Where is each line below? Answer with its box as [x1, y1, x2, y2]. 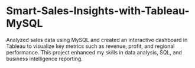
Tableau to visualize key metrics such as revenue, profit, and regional [6, 43, 175, 50]
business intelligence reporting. [6, 55, 83, 62]
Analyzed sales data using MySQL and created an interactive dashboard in [6, 36, 188, 43]
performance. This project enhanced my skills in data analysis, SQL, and [6, 48, 182, 56]
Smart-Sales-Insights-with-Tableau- [6, 4, 190, 18]
